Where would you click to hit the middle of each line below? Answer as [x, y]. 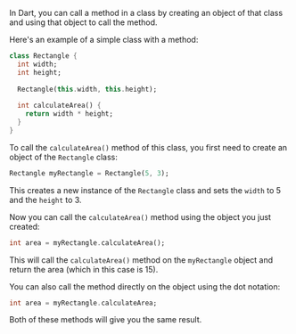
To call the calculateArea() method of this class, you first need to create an [148, 147]
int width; [37, 64]
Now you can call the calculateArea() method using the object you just [140, 216]
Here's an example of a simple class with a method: [104, 40]
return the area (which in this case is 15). [84, 269]
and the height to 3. [45, 200]
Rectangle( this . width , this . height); [87, 89]
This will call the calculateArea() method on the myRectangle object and [141, 260]
